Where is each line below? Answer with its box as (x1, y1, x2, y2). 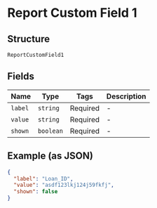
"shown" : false (13, 188, 58, 195)
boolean (37, 126, 63, 135)
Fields (7, 70, 35, 82)
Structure (7, 33, 50, 45)
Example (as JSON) (7, 150, 93, 162)
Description (106, 91, 146, 101)
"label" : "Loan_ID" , (13, 175, 74, 182)
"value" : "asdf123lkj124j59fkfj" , (13, 181, 114, 189)
